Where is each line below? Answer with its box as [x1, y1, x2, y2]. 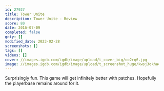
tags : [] [5, 48, 23, 53]
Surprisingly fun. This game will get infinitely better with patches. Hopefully [5, 75, 157, 81]
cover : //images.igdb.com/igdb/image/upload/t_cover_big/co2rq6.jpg [5, 57, 147, 62]
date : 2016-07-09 [5, 25, 41, 30]
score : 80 [5, 21, 25, 26]
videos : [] [5, 52, 27, 58]
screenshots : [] [5, 44, 38, 48]
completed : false [5, 30, 41, 35]
